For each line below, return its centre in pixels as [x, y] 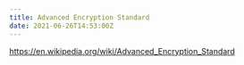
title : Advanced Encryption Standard [80, 17]
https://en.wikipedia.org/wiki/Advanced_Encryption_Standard [122, 51]
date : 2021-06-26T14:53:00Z [62, 26]
